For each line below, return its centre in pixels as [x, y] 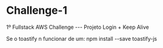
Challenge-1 [37, 10]
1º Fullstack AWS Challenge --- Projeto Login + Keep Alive [78, 27]
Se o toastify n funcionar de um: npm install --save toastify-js [81, 38]
